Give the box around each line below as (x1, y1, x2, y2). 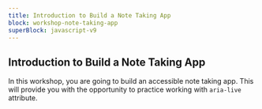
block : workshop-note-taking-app (8, 19, 118, 27)
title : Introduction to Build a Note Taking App (8, 11, 171, 20)
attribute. (8, 93, 38, 103)
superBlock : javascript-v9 (8, 26, 97, 34)
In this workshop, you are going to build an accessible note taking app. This (8, 77, 254, 86)
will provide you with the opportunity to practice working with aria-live (8, 85, 242, 95)
